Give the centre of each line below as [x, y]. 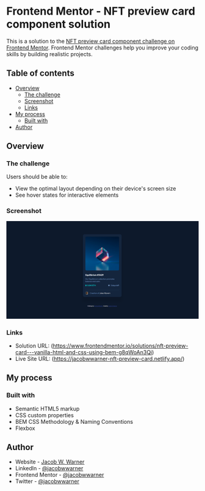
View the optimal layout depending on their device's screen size [95, 189]
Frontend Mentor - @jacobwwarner [59, 475]
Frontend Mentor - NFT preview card [101, 11]
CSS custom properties [45, 415]
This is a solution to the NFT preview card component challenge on [91, 41]
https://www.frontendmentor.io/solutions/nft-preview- [120, 346]
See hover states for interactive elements [67, 195]
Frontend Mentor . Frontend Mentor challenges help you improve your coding [103, 48]
